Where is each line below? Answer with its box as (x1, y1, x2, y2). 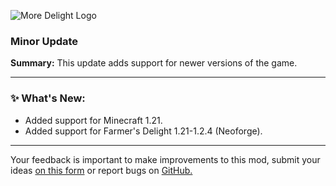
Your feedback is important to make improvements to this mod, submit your (10, 153, 321, 165)
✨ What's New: (10, 91, 86, 105)
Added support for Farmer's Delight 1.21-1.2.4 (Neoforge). (24, 125, 263, 137)
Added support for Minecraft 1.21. (24, 114, 163, 126)
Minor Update (10, 34, 79, 48)
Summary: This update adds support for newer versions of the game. (10, 57, 298, 69)
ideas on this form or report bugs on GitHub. (10, 164, 193, 176)
